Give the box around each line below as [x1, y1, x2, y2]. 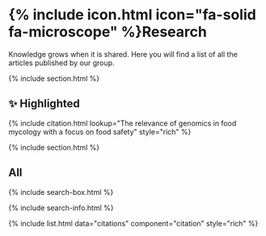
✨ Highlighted [8, 97, 80, 110]
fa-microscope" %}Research [8, 23, 208, 41]
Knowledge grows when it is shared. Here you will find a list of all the [8, 49, 239, 59]
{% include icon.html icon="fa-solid [8, 6, 256, 24]
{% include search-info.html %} [8, 203, 114, 213]
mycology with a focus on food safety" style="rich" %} [8, 126, 192, 136]
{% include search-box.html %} [8, 187, 114, 197]
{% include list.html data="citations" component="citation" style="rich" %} [8, 218, 259, 228]
